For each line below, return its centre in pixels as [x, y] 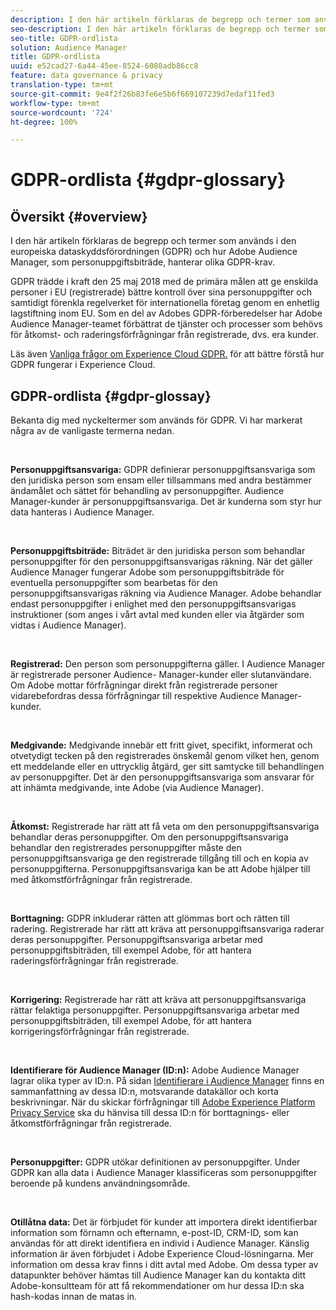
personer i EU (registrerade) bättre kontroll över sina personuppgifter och [161, 292]
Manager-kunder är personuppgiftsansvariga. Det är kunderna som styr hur [166, 502]
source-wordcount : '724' [62, 112]
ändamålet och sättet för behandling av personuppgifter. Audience [147, 491]
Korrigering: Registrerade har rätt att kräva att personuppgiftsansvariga [158, 1000]
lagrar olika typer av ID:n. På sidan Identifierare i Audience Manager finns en [167, 1081]
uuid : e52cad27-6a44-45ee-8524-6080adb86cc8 [104, 66]
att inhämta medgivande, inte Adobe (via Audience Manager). [137, 788]
